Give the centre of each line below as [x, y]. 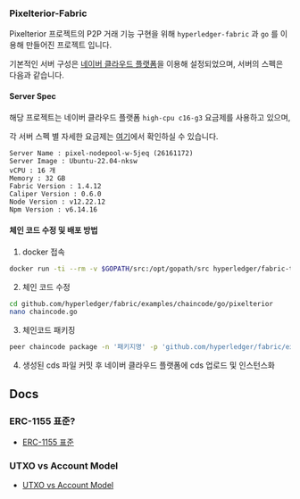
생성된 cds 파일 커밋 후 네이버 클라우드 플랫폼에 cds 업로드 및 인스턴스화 [148, 365]
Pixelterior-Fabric [48, 13]
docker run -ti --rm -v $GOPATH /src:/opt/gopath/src [109, 269]
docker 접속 [43, 252]
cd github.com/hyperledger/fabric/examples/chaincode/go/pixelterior [142, 304]
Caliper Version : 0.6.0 [55, 194]
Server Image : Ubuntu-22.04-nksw [74, 161]
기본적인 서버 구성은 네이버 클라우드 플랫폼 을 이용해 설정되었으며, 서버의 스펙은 [146, 64]
